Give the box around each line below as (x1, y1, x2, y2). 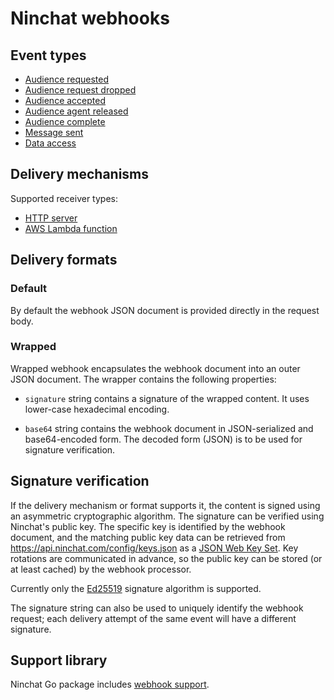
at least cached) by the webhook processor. (10, 563, 192, 575)
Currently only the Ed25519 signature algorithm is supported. (10, 582, 262, 594)
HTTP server (24, 212, 78, 224)
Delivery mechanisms (10, 166, 150, 183)
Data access (24, 137, 77, 149)
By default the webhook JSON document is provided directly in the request (10, 304, 320, 316)
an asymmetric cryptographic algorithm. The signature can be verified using (10, 510, 325, 522)
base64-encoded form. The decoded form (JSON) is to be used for (24, 433, 303, 445)
